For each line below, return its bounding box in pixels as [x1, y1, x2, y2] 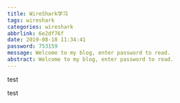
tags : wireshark [7, 17, 55, 24]
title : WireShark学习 [7, 10, 69, 18]
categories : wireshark [7, 23, 74, 30]
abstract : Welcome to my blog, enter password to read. [7, 56, 174, 63]
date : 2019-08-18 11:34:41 [7, 36, 86, 43]
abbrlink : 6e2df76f [7, 29, 64, 37]
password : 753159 [7, 43, 58, 50]
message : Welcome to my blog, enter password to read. [7, 50, 171, 57]
